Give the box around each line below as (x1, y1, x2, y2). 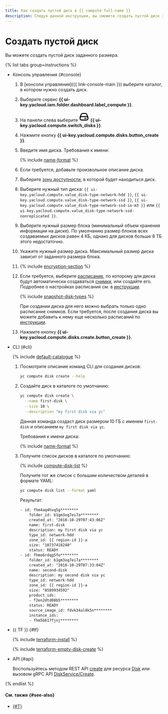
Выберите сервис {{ (19, 96, 63, 102)
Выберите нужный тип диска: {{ (19, 186, 89, 192)
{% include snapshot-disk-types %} (19, 294, 94, 300)
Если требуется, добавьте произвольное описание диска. (19, 167, 144, 173)
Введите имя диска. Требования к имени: (19, 147, 109, 153)
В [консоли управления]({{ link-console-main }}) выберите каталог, (19, 81, 162, 87)
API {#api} (12, 656, 34, 662)
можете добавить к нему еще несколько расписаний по (19, 314, 140, 320)
